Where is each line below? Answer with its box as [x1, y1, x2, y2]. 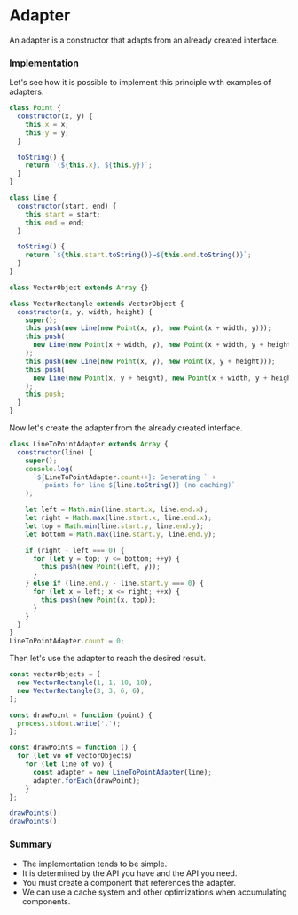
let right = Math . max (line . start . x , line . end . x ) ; [25, 514, 213, 523]
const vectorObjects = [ [9, 670, 101, 679]
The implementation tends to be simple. [21, 858, 168, 869]
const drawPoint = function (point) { [9, 711, 153, 720]
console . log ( [25, 464, 74, 473]
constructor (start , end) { [17, 201, 117, 210]
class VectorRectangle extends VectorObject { [9, 299, 184, 308]
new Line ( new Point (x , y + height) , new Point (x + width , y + [32, 374, 268, 383]
